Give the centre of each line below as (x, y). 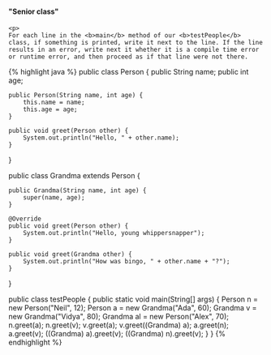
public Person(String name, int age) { (76, 96)
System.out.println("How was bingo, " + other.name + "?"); (127, 262)
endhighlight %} (35, 342)
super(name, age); (54, 198)
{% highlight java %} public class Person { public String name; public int (129, 72)
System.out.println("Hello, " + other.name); (101, 138)
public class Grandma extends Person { (74, 176)
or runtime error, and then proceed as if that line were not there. (129, 57)
